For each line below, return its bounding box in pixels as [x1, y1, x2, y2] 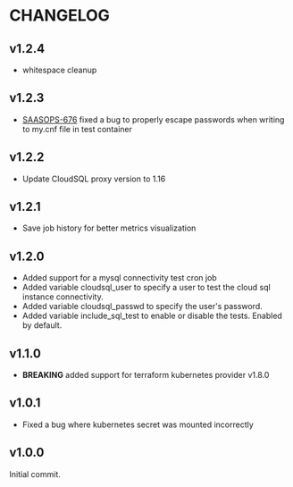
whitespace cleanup [21, 64, 97, 75]
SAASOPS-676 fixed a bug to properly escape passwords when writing [21, 113, 285, 125]
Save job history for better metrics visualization [21, 223, 197, 233]
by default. [21, 320, 63, 331]
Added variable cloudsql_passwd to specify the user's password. [21, 301, 264, 312]
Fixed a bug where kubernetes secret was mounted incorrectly [21, 419, 255, 430]
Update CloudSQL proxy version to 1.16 [21, 173, 166, 184]
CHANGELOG [9, 5, 110, 26]
